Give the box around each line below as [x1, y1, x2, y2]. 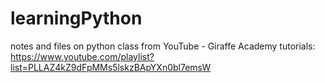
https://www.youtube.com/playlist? [10, 50, 155, 62]
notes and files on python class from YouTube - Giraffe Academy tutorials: [10, 40, 316, 52]
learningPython [10, 7, 143, 30]
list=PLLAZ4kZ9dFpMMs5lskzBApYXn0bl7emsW [10, 61, 212, 73]
